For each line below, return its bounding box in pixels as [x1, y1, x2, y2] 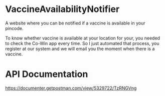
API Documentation [5, 68, 88, 80]
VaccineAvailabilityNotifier [5, 3, 120, 15]
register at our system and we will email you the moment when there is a [5, 45, 155, 51]
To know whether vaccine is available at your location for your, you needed [5, 35, 160, 41]
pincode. [5, 25, 24, 31]
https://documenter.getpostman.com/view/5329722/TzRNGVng [5, 85, 137, 91]
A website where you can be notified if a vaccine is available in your [5, 20, 145, 26]
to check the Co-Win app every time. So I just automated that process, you [5, 40, 159, 46]
